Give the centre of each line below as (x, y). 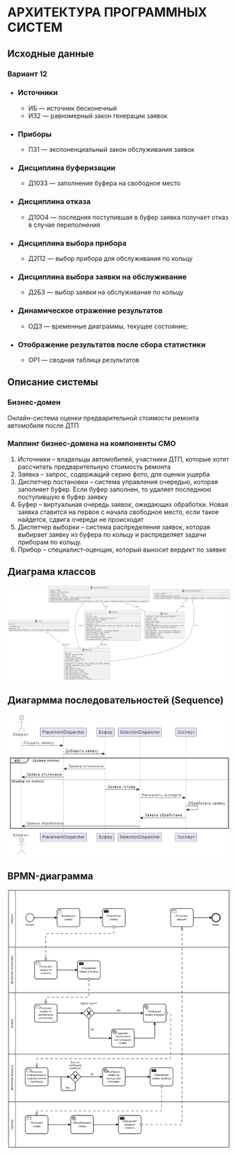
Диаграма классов (52, 572)
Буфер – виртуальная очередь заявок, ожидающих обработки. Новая (123, 504)
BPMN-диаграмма (50, 876)
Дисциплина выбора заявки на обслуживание (102, 277)
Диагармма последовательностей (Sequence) (116, 700)
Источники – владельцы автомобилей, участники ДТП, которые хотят (123, 459)
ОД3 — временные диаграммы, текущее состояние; (108, 326)
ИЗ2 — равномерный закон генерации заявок (98, 116)
